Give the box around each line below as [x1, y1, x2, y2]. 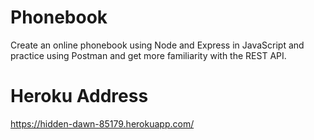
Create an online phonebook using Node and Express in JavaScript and [10, 39, 305, 51]
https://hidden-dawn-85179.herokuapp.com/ [10, 117, 195, 130]
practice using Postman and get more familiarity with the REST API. [10, 49, 287, 61]
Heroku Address [10, 85, 149, 108]
